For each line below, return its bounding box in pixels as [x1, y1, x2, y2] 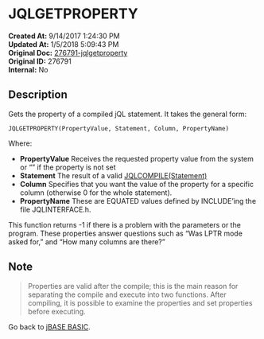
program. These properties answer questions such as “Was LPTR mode [8, 228, 243, 238]
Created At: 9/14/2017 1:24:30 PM [8, 31, 121, 41]
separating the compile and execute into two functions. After [27, 290, 227, 299]
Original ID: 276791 [8, 56, 72, 66]
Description [8, 88, 68, 102]
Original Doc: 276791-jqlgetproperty [8, 48, 128, 57]
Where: [8, 138, 33, 148]
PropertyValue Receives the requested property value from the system [19, 154, 254, 163]
